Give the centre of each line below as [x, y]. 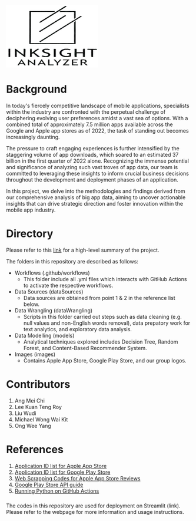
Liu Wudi [25, 413]
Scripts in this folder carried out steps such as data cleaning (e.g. [103, 316]
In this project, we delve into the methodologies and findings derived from [96, 191]
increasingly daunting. [33, 137]
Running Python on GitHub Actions [57, 491]
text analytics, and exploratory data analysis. [78, 329]
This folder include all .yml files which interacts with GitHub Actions [105, 279]
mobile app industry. [31, 210]
